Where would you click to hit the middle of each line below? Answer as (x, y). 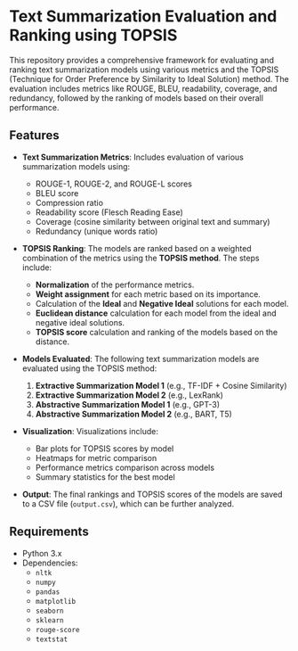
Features (34, 136)
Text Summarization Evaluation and (143, 16)
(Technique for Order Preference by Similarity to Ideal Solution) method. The (149, 78)
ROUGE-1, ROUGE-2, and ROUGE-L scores (114, 184)
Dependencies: (50, 563)
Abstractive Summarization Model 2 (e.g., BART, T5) (134, 414)
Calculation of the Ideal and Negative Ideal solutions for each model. (162, 303)
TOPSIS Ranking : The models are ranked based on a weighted (137, 248)
